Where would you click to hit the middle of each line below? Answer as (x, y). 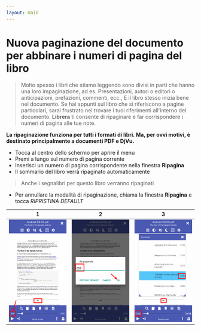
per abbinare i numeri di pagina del (94, 55)
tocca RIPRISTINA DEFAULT (49, 201)
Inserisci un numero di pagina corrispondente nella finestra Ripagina (99, 165)
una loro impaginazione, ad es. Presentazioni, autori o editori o (98, 91)
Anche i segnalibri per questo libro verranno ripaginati (87, 183)
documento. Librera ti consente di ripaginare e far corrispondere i (102, 117)
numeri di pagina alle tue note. (58, 123)
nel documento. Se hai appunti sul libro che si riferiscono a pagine (102, 104)
